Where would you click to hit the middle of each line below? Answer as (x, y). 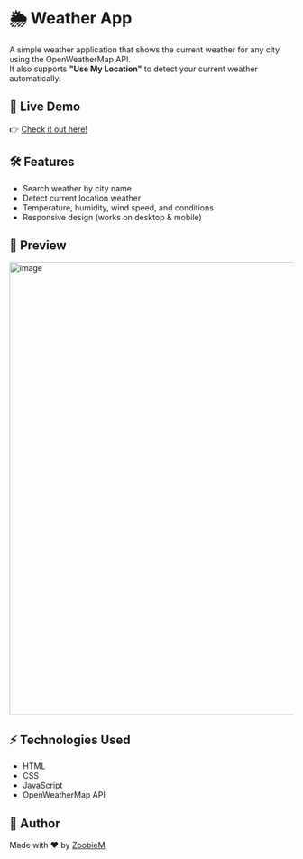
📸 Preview (38, 245)
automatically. (35, 78)
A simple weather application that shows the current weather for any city (145, 49)
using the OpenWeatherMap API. (70, 59)
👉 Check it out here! (49, 129)
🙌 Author (35, 823)
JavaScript (42, 785)
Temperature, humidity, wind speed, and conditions (118, 207)
